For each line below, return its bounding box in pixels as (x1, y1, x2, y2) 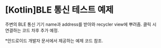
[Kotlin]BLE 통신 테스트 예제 (5, 4, 114, 16)
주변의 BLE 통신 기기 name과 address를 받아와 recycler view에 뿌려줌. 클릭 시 (5, 21, 157, 27)
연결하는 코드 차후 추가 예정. (5, 27, 59, 33)
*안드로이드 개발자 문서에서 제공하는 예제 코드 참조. (5, 37, 103, 44)
